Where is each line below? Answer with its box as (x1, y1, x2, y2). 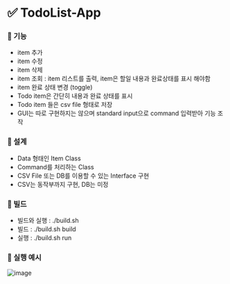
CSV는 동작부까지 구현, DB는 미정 (17, 180, 109, 188)
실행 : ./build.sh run (17, 234, 72, 242)
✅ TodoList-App (7, 5, 102, 21)
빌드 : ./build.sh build (17, 225, 76, 233)
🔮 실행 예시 (7, 253, 42, 262)
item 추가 (17, 49, 43, 57)
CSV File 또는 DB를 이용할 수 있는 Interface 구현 (17, 172, 150, 180)
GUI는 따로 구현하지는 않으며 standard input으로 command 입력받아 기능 (17, 109, 216, 117)
